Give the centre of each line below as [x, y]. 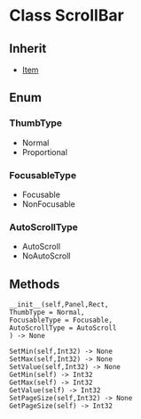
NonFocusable [48, 204]
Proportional [45, 152]
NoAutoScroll [46, 256]
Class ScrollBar [67, 16]
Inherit [28, 49]
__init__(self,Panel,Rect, [59, 305]
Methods [35, 284]
